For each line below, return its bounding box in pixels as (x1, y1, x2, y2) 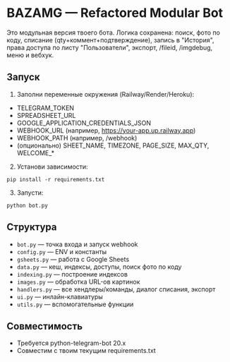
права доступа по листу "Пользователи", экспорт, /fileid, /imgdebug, (6, 43, 213, 52)
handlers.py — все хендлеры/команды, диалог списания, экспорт (16, 284, 216, 294)
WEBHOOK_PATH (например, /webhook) (16, 133, 138, 142)
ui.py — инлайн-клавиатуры (16, 292, 103, 301)
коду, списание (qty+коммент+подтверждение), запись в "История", (6, 35, 214, 44)
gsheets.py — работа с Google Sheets (16, 255, 130, 263)
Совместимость (6, 320, 83, 332)
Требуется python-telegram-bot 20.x (16, 339, 126, 347)
